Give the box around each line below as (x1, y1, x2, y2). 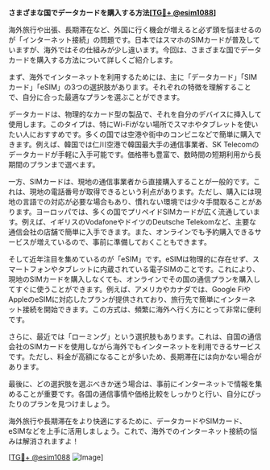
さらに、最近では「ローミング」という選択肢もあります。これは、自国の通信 (8, 332, 262, 341)
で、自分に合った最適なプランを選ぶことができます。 (8, 93, 185, 101)
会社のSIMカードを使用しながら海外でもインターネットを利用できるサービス (8, 342, 262, 351)
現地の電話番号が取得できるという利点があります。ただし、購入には (29, 187, 255, 196)
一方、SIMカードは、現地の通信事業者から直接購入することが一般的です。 (8, 177, 254, 186)
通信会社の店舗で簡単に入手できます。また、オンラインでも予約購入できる (8, 227, 255, 237)
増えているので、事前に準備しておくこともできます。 (35, 237, 211, 246)
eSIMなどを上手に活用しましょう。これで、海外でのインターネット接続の (8, 427, 251, 435)
